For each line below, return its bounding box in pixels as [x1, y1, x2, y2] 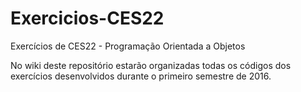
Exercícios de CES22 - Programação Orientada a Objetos [10, 40, 246, 52]
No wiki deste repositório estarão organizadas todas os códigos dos [10, 59, 292, 71]
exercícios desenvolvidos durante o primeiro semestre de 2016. [10, 70, 272, 82]
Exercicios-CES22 [10, 7, 165, 30]
